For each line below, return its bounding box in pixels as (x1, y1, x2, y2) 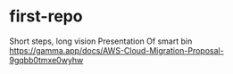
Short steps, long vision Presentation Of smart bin (9, 36, 193, 46)
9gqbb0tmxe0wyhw (9, 54, 84, 65)
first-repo (9, 6, 83, 27)
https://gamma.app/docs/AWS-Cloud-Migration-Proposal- (9, 45, 225, 55)
